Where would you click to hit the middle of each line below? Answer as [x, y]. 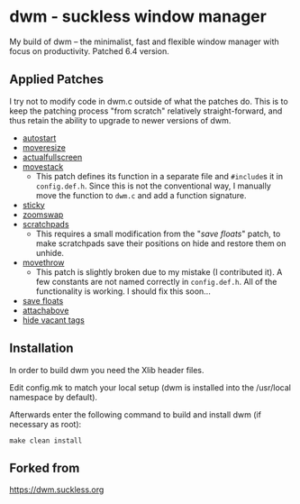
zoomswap [43, 215]
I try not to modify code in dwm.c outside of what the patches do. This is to [149, 101]
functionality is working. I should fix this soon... [123, 291]
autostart [39, 138]
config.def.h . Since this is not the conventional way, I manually [154, 186]
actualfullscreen [52, 157]
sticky [33, 205]
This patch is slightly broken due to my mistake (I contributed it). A [159, 271]
